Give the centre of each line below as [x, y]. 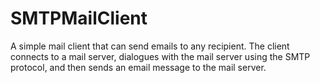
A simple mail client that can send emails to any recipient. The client [150, 46]
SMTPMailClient [79, 18]
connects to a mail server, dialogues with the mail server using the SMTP [160, 56]
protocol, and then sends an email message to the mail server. [138, 67]
